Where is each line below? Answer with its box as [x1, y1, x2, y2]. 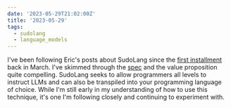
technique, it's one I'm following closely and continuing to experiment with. [7, 93, 225, 102]
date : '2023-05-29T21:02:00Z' [7, 10, 96, 18]
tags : [7, 23, 23, 30]
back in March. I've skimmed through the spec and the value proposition [7, 63, 218, 72]
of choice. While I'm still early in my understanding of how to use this [7, 86, 208, 94]
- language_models [13, 36, 68, 43]
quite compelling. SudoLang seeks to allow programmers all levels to [7, 71, 206, 79]
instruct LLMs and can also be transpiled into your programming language [7, 78, 222, 86]
